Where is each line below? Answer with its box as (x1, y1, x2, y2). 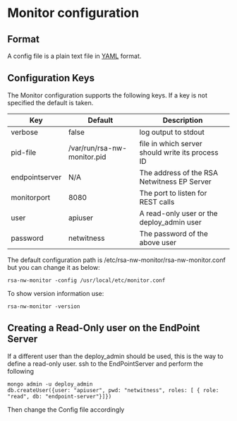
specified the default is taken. (7, 98, 94, 107)
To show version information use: (7, 289, 104, 297)
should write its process (139, 147, 219, 157)
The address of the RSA (139, 167, 219, 177)
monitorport (11, 192, 51, 202)
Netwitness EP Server (139, 177, 212, 186)
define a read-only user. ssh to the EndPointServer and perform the (7, 359, 203, 368)
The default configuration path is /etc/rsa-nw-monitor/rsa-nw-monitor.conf (7, 256, 226, 264)
